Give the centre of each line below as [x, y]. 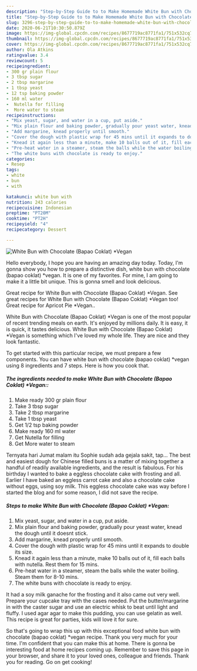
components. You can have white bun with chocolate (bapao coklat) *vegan [98, 359]
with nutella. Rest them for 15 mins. [57, 564]
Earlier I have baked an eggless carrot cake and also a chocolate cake [91, 480]
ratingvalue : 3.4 [27, 55]
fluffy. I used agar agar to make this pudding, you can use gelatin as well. [94, 613]
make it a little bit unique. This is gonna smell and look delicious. [84, 281]
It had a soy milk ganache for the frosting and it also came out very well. [93, 594]
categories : [21, 159]
